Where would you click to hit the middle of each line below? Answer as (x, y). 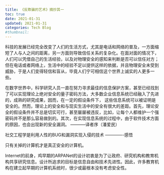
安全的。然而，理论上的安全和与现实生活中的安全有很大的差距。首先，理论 (80, 106)
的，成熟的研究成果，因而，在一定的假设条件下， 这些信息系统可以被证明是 (81, 100)
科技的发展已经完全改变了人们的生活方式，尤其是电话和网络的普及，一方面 (80, 47)
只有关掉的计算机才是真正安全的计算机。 (46, 145)
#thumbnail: (17, 32)
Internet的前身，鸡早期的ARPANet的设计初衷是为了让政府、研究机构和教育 (80, 155)
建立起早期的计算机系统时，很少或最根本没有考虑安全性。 (71, 168)
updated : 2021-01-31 (26, 23)
